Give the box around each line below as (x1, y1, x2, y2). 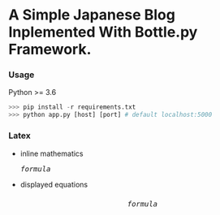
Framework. (8, 41, 92, 58)
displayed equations (19, 179, 88, 189)
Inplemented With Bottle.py (8, 23, 198, 41)
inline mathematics (19, 148, 84, 158)
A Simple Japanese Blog (8, 6, 176, 24)
